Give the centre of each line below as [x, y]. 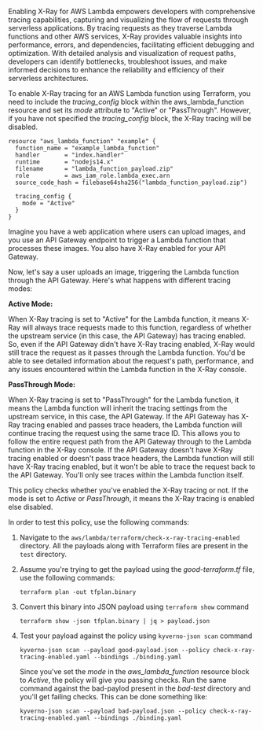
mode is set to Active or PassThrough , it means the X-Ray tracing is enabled [131, 498]
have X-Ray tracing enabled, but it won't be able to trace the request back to [132, 466]
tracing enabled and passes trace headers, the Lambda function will [132, 425]
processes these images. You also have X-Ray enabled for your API [117, 248]
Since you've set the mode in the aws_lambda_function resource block [134, 671]
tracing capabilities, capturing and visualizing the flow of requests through [128, 20]
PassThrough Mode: [42, 384]
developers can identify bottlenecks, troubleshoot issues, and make [118, 61]
